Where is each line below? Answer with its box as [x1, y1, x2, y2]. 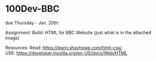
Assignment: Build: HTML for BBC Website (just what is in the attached [5, 29, 151, 35]
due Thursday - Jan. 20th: [5, 20, 60, 26]
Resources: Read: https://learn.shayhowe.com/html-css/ [5, 44, 122, 50]
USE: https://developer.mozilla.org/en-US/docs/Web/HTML [5, 50, 128, 56]
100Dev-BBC [5, 3, 60, 15]
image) [5, 35, 20, 41]
